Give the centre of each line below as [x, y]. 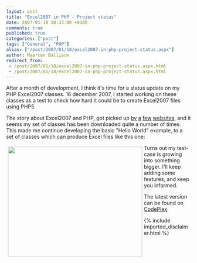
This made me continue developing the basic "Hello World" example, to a [94, 131]
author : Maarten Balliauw [38, 55]
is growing [169, 154]
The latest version [166, 197]
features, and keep [167, 179]
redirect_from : [25, 60]
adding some [160, 173]
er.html [152, 233]
